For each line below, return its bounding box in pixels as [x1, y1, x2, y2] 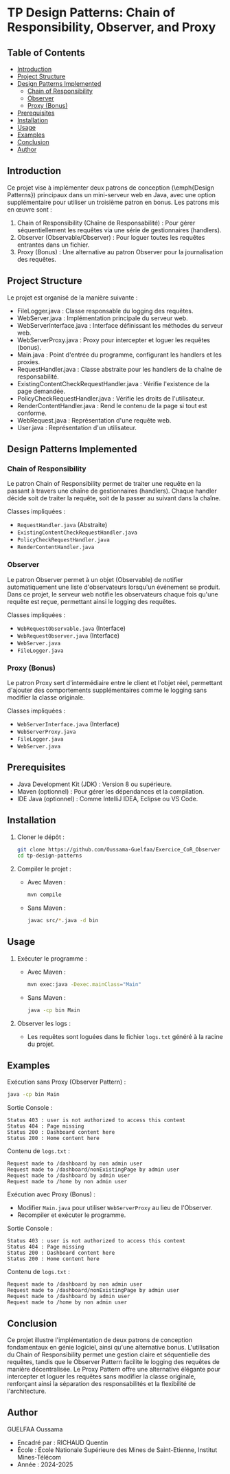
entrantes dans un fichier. [16, 241, 90, 249]
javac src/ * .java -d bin [27, 917, 99, 924]
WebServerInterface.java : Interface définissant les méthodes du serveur [16, 321, 223, 329]
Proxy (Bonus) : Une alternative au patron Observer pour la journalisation [16, 247, 224, 256]
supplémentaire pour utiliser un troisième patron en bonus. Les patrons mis [7, 198, 220, 206]
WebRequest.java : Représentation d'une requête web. [16, 416, 172, 424]
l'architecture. [7, 1387, 47, 1396]
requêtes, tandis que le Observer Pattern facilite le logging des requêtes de [7, 1358, 220, 1366]
